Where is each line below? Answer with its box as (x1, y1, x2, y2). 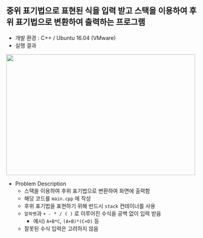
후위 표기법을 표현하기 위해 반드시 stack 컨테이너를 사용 (24, 202, 156, 210)
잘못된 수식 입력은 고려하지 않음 (24, 225, 98, 232)
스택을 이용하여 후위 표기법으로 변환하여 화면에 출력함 (24, 187, 150, 195)
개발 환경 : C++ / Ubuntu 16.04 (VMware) (14, 34, 116, 41)
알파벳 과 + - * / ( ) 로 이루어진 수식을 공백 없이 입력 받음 (24, 210, 161, 217)
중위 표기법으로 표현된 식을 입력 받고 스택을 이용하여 (6, 5, 188, 16)
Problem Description (14, 180, 66, 187)
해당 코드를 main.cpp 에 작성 (24, 195, 91, 202)
